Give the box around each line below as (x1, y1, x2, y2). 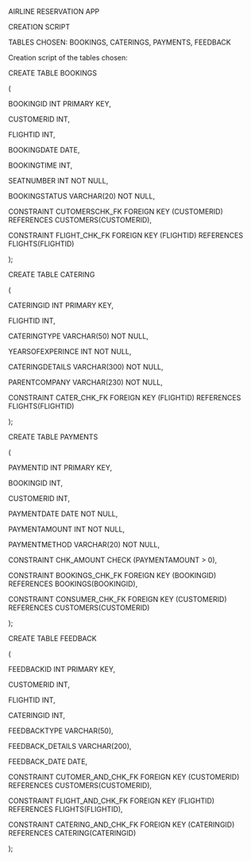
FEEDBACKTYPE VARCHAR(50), (8, 726, 114, 736)
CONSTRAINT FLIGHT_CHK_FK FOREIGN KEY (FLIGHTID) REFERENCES (8, 230, 244, 240)
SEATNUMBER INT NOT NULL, (8, 176, 109, 185)
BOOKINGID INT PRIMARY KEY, (8, 99, 111, 108)
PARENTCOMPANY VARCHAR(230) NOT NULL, (8, 377, 163, 387)
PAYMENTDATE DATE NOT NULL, (8, 509, 118, 519)
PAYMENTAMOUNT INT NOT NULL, (8, 524, 125, 534)
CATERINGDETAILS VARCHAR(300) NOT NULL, (8, 362, 164, 372)
